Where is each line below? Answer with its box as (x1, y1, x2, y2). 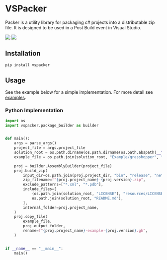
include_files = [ (23, 187, 57, 192)
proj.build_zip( (14, 168, 48, 173)
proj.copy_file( (14, 214, 48, 219)
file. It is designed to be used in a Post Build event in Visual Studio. (5, 24, 142, 30)
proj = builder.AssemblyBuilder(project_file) (14, 163, 112, 169)
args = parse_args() (14, 141, 57, 146)
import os (5, 118, 26, 123)
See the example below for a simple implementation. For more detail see (5, 89, 153, 95)
